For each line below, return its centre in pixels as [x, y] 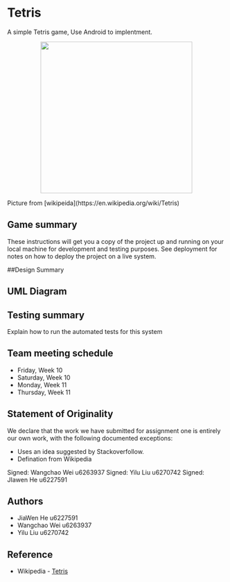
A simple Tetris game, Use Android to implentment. [80, 32]
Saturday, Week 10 [44, 377]
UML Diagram [37, 291]
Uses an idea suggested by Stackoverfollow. [80, 451]
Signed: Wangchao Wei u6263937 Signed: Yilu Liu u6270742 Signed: [106, 472]
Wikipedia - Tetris [42, 571]
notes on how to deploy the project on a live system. [82, 256]
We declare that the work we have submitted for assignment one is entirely [114, 430]
